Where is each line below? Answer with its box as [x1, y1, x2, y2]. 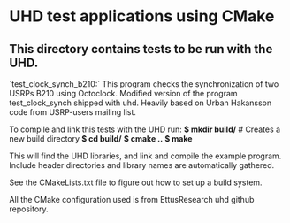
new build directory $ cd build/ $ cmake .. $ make [9, 134, 193, 143]
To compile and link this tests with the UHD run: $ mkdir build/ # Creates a [9, 124, 281, 135]
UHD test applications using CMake [9, 6, 275, 27]
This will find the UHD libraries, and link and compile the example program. [9, 150, 282, 161]
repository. [9, 204, 49, 214]
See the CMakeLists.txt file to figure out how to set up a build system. [9, 177, 263, 188]
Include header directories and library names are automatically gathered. [9, 160, 275, 170]
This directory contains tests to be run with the [9, 42, 273, 57]
